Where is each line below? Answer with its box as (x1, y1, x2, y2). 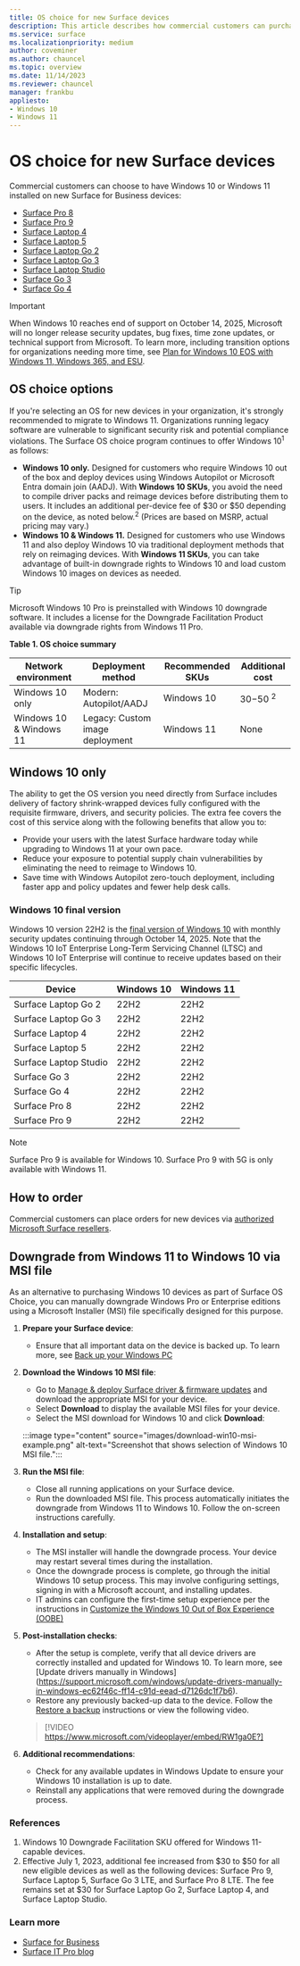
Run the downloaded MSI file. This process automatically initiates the (35, 1493, 290, 1504)
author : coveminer (9, 46, 78, 55)
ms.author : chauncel (9, 54, 87, 63)
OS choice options (9, 381, 113, 397)
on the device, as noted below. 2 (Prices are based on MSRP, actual (21, 510, 269, 522)
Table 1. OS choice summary (9, 639, 117, 650)
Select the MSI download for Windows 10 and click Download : (35, 1412, 265, 1423)
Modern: (82, 687, 119, 699)
